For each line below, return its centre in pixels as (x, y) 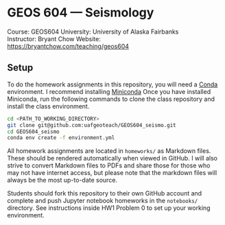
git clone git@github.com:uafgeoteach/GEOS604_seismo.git (92, 125)
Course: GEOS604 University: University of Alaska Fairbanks (93, 32)
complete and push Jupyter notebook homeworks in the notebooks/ (103, 201)
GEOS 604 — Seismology (81, 13)
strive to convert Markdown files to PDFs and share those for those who (109, 165)
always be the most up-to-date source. (62, 180)
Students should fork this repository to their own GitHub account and (105, 193)
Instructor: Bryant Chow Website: (54, 38)
